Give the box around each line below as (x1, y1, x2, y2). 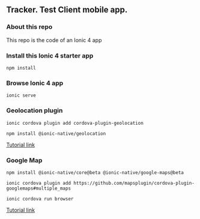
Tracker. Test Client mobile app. (6, 5, 128, 15)
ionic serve (6, 92, 36, 98)
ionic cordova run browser (6, 196, 74, 202)
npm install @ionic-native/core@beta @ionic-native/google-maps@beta (6, 169, 184, 176)
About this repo (6, 23, 53, 31)
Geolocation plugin (6, 106, 63, 115)
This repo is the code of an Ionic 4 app (6, 36, 102, 44)
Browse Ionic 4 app (6, 79, 64, 87)
